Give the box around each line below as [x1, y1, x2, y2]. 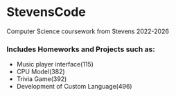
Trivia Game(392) [16, 75, 67, 83]
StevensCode [6, 4, 86, 20]
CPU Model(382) [16, 67, 65, 76]
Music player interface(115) [16, 60, 94, 69]
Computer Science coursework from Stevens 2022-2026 [6, 27, 169, 35]
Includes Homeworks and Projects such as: [6, 44, 155, 54]
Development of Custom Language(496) [16, 82, 132, 91]
